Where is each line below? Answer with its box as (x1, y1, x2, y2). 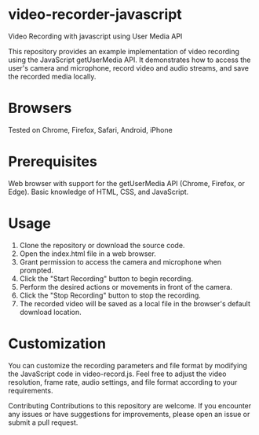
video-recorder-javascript (8, 5, 182, 24)
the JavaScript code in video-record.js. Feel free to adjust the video (8, 369, 227, 378)
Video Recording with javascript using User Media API (8, 31, 183, 41)
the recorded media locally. (8, 71, 97, 81)
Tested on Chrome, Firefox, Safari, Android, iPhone (8, 125, 173, 134)
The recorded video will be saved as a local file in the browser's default (19, 298, 251, 308)
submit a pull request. (8, 418, 78, 427)
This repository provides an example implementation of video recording (8, 46, 239, 56)
